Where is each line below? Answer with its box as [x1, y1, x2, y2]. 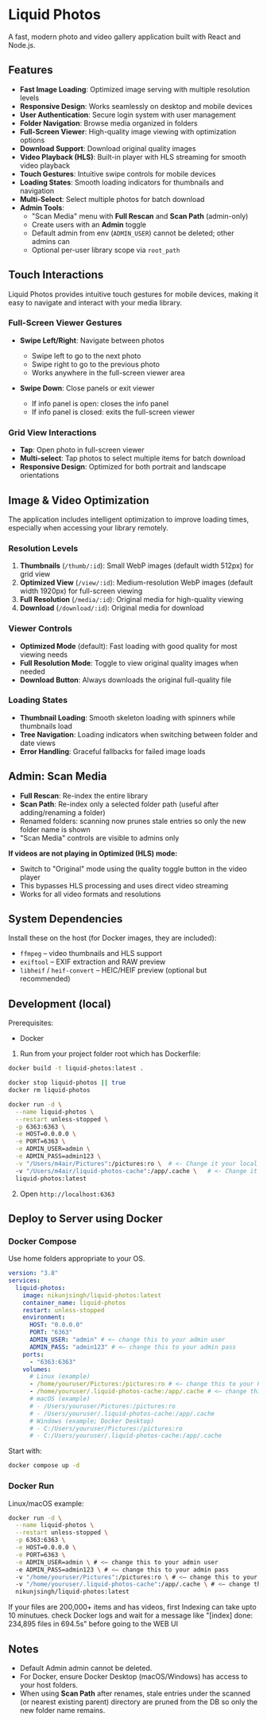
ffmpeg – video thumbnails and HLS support [19, 949, 163, 958]
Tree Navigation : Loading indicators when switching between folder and [19, 729, 258, 739]
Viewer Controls [8, 623, 73, 634]
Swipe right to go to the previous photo [31, 359, 161, 369]
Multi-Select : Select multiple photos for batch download [19, 194, 205, 204]
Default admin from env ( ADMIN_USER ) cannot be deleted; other [31, 228, 234, 238]
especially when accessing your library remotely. [8, 523, 168, 532]
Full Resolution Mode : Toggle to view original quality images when [19, 658, 238, 667]
